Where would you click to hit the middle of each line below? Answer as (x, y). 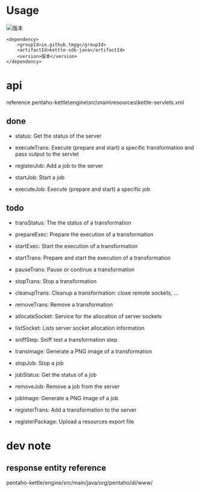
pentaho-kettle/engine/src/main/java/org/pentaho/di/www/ (80, 482)
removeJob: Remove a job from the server (67, 386)
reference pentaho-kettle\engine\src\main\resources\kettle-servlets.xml (95, 102)
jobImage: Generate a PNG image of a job (67, 398)
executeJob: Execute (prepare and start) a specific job (83, 189)
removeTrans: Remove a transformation (64, 304)
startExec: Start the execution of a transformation (76, 246)
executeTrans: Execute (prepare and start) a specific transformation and (105, 147)
